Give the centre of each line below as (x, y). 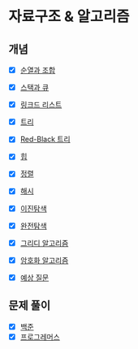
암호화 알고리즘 (44, 260)
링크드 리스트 (41, 105)
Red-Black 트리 (45, 140)
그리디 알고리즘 (44, 243)
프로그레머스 (40, 337)
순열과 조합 (38, 70)
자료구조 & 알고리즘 (69, 17)
